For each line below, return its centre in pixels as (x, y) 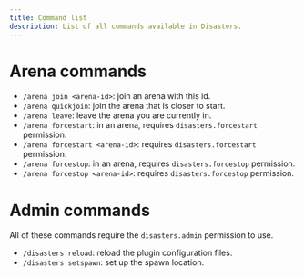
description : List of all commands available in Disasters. (126, 26)
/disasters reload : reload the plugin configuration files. (127, 253)
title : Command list (49, 18)
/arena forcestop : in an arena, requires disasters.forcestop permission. (159, 163)
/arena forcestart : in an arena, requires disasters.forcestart (140, 125)
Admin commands (80, 210)
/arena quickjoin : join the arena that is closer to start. (124, 106)
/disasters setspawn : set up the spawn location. (113, 262)
